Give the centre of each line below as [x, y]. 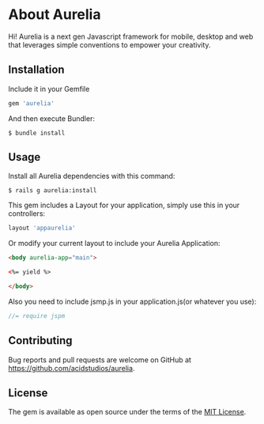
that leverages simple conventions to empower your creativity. [109, 44]
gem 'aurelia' [32, 103]
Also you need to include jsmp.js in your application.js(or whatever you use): [132, 301]
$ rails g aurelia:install [53, 191]
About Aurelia [55, 15]
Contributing [40, 341]
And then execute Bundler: [51, 118]
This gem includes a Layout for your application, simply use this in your [124, 205]
